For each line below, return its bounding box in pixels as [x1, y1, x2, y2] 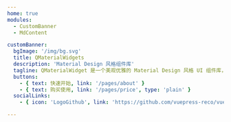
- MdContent [13, 29, 48, 36]
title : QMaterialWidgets [13, 54, 85, 62]
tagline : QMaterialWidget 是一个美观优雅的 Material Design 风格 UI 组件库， [13, 66, 227, 74]
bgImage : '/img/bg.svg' [13, 48, 81, 55]
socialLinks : [13, 93, 51, 99]
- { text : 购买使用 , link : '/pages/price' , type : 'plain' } [19, 86, 191, 93]
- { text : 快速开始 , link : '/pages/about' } [19, 80, 145, 86]
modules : [7, 16, 32, 23]
